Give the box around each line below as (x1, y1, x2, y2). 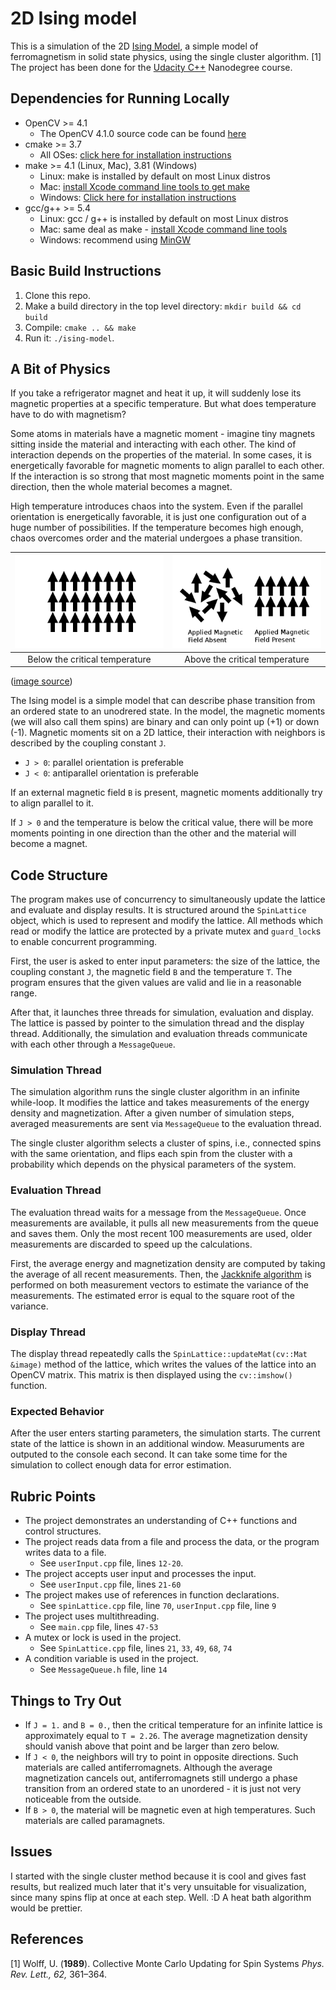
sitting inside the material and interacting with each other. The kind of (10, 438, 297, 451)
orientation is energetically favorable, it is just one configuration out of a (10, 511, 307, 523)
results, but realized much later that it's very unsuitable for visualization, (10, 1880, 307, 1892)
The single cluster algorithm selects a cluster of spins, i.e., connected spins (10, 1137, 322, 1149)
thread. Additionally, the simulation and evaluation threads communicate (10, 1028, 308, 1040)
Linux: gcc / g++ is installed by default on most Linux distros (39, 212, 289, 224)
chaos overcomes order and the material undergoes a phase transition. (10, 532, 303, 544)
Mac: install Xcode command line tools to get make (39, 180, 250, 192)
